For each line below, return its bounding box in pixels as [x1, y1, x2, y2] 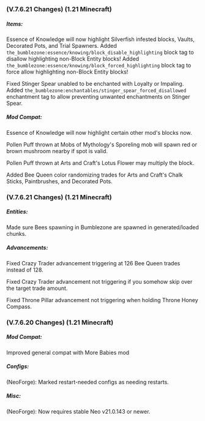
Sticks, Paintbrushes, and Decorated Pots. [6, 177, 113, 185]
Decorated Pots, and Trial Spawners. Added [6, 42, 117, 49]
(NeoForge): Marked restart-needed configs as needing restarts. [6, 378, 170, 385]
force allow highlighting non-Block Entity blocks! [6, 68, 129, 75]
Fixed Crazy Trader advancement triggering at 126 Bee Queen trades [6, 259, 181, 267]
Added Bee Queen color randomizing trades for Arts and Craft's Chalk [6, 171, 184, 178]
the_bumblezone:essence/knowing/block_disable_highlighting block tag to [6, 48, 194, 56]
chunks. [6, 230, 26, 237]
